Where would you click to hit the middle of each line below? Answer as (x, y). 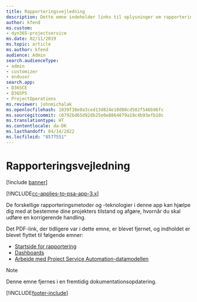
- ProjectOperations (31, 99)
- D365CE (17, 88)
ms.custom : (19, 28)
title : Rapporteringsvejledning (45, 11)
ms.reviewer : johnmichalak (39, 104)
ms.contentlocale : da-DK (36, 126)
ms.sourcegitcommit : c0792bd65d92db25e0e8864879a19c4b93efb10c (85, 115)
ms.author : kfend (27, 50)
